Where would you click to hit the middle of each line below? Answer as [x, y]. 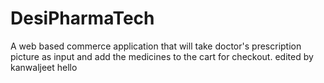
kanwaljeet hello [44, 67]
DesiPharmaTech [82, 18]
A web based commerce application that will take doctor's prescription [156, 46]
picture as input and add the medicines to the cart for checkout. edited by [162, 56]
